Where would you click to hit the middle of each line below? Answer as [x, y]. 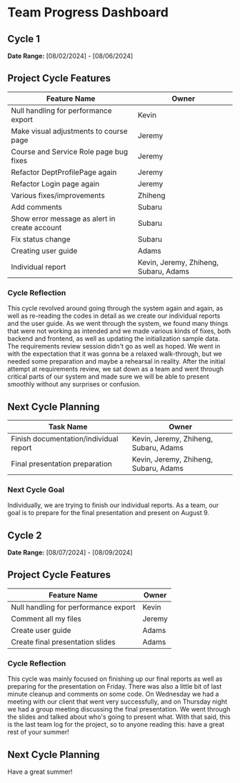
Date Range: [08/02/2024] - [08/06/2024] [70, 56]
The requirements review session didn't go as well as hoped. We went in [114, 346]
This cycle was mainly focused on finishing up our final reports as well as [115, 679]
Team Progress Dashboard [88, 13]
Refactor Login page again [55, 184]
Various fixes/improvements [58, 195]
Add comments [36, 206]
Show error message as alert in [63, 219]
